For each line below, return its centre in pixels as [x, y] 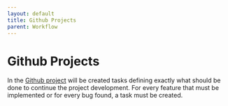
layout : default [31, 14]
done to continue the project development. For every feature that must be [113, 88]
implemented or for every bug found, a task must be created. [95, 96]
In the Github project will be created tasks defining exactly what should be [114, 80]
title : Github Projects [42, 20]
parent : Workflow [33, 26]
